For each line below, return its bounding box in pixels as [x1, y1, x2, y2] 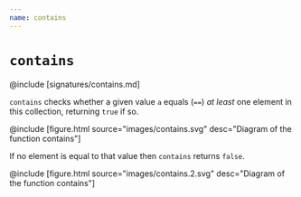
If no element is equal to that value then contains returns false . [9, 150, 246, 161]
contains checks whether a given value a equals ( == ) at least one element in [9, 96, 292, 107]
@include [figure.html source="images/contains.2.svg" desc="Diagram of [9, 168, 286, 179]
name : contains [9, 13, 67, 23]
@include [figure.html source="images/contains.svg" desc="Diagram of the [9, 123, 292, 134]
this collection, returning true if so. [9, 106, 139, 117]
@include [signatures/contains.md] [9, 79, 140, 89]
